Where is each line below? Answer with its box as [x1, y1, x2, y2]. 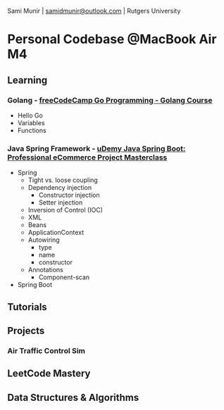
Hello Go [17, 111, 44, 120]
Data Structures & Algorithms [7, 391, 139, 404]
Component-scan [38, 273, 90, 281]
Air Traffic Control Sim [7, 345, 86, 355]
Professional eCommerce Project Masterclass [7, 152, 168, 162]
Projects [7, 324, 45, 337]
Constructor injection [38, 191, 100, 200]
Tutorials [7, 301, 47, 313]
